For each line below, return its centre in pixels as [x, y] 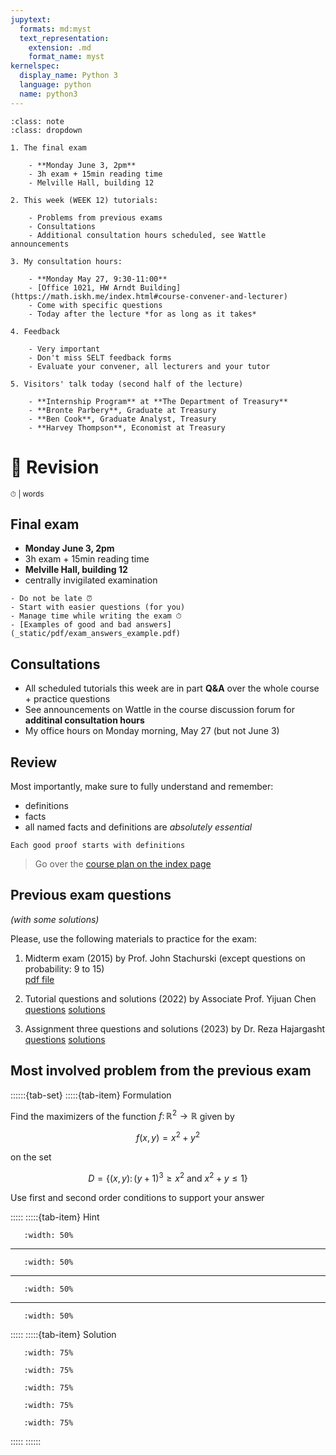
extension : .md [60, 47]
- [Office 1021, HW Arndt [82, 287]
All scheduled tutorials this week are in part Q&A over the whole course [172, 688]
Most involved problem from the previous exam [161, 1071]
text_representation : [64, 38]
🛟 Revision [55, 467]
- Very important [64, 349]
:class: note [37, 121]
